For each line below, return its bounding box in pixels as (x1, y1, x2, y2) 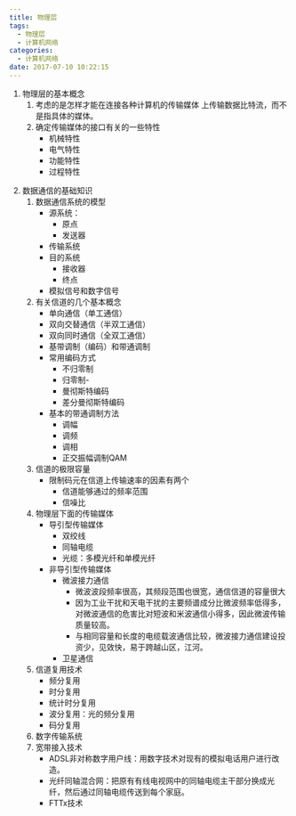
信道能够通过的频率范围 (61, 486, 148, 496)
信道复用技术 (35, 664, 83, 674)
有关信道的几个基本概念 (35, 296, 122, 307)
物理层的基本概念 (21, 88, 85, 99)
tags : (9, 21, 29, 30)
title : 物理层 (9, 12, 58, 22)
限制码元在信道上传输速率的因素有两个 (48, 474, 189, 486)
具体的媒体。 (51, 110, 99, 121)
